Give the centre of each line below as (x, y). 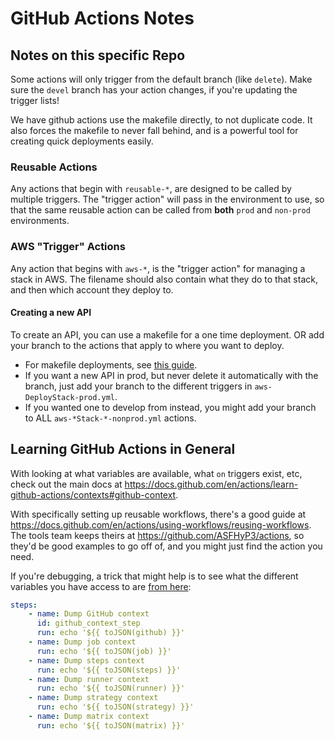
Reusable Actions (54, 167)
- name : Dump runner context (89, 679)
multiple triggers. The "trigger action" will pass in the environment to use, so (167, 199)
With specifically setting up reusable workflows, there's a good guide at (158, 514)
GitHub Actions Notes (102, 18)
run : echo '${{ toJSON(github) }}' (111, 633)
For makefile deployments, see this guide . (111, 364)
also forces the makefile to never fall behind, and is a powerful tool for (154, 130)
